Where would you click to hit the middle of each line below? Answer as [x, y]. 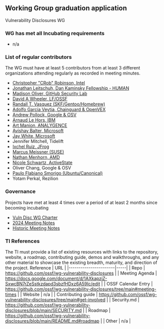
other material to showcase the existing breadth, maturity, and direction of [81, 262]
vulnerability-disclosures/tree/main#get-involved [55, 300]
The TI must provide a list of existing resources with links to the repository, [82, 252]
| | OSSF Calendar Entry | [127, 284]
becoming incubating [27, 207]
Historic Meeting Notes [36, 228]
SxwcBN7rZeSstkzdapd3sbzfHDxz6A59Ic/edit [53, 284]
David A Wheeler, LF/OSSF [40, 99]
